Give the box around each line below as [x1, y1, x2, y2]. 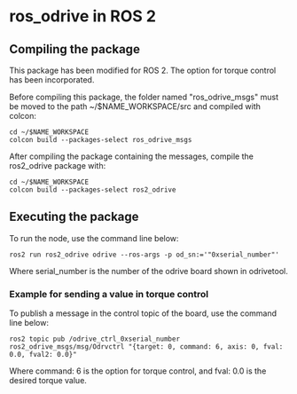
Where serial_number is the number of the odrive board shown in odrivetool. [9, 265, 288, 276]
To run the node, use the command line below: [9, 232, 179, 243]
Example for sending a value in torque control [9, 288, 209, 300]
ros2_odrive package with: [9, 161, 106, 170]
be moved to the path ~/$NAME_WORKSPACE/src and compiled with [9, 101, 262, 112]
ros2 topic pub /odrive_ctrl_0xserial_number [9, 335, 180, 343]
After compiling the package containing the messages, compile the [9, 151, 254, 162]
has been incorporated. [9, 75, 95, 85]
